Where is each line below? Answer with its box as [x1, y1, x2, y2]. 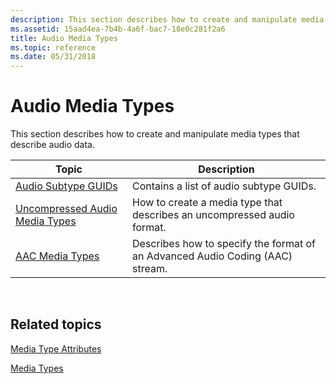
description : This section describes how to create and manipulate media [10, 14, 325, 25]
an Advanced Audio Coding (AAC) [132, 249, 293, 263]
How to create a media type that [132, 196, 283, 210]
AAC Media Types [15, 249, 100, 263]
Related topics [10, 316, 102, 333]
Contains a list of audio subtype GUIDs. [132, 179, 317, 193]
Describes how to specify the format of [132, 237, 316, 251]
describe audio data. [10, 139, 96, 151]
